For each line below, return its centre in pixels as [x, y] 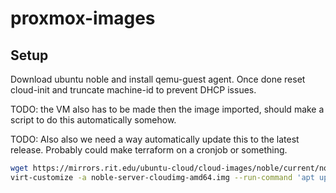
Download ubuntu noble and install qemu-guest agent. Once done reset [158, 79]
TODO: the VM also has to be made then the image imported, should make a [167, 109]
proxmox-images [83, 18]
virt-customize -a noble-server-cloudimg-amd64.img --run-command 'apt [162, 177]
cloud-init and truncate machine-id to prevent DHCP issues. [133, 90]
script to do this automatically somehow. [93, 120]
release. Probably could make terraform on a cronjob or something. [149, 150]
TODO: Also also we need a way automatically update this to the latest [155, 139]
